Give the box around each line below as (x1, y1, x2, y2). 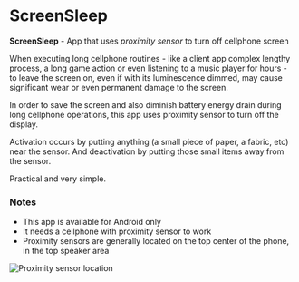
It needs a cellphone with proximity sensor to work (22, 226, 212, 237)
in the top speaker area (22, 246, 110, 257)
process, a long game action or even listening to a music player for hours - (9, 63, 288, 73)
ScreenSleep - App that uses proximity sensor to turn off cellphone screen (9, 35, 289, 46)
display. (9, 119, 39, 130)
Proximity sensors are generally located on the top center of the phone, (22, 236, 290, 247)
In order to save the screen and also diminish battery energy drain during (9, 99, 283, 110)
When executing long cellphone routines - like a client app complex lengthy (9, 53, 291, 63)
